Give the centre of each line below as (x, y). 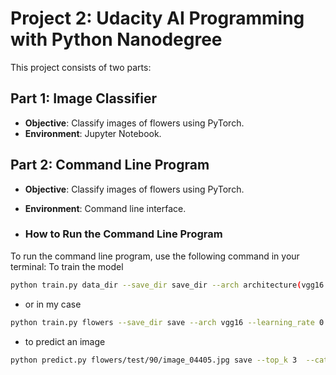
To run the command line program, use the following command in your (155, 256)
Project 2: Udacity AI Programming (157, 18)
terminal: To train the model (67, 266)
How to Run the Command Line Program (123, 234)
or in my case (53, 304)
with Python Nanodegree (116, 39)
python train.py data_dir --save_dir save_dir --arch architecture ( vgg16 (167, 285)
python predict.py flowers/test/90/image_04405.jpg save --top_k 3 (154, 360)
